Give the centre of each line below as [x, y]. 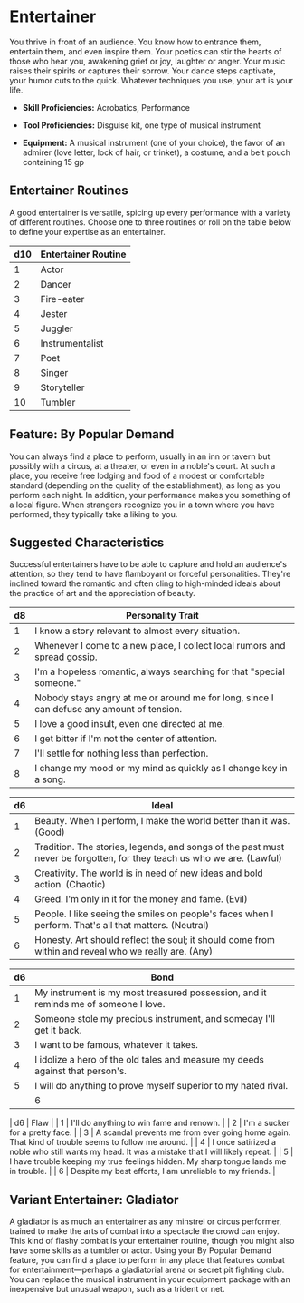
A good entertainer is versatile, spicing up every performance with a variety [150, 212]
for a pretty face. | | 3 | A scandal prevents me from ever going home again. [150, 1132]
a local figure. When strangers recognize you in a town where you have [142, 505]
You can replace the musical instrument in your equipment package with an [150, 1279]
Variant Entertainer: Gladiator [94, 1200]
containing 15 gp [53, 162]
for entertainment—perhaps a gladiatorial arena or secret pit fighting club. [147, 1270]
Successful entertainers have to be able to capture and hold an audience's [148, 564]
